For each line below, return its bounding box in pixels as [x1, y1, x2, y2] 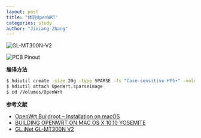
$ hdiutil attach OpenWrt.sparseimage [6, 83, 103, 90]
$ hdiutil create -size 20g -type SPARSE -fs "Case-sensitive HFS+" [6, 78, 181, 84]
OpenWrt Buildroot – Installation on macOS [14, 112, 120, 120]
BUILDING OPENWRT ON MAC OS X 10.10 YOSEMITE [14, 119, 146, 126]
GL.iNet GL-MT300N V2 [14, 125, 75, 133]
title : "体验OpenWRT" [6, 14, 59, 20]
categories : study [6, 20, 52, 26]
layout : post [6, 8, 39, 15]
